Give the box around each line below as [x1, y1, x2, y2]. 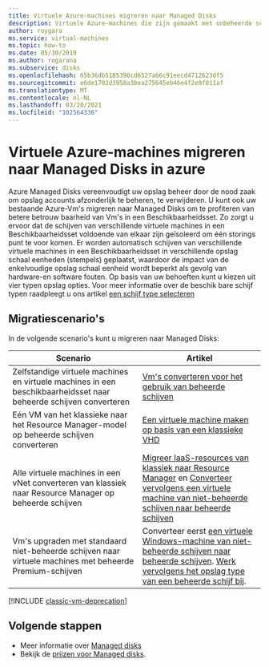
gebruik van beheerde [142, 381, 226, 392]
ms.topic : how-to [8, 42, 66, 50]
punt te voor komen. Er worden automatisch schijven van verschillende [8, 237, 243, 247]
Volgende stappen [8, 619, 102, 633]
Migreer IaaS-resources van [142, 452, 250, 463]
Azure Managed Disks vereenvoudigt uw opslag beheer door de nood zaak [8, 186, 256, 196]
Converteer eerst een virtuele [142, 525, 254, 536]
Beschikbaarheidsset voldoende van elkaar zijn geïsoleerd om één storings [8, 229, 256, 239]
